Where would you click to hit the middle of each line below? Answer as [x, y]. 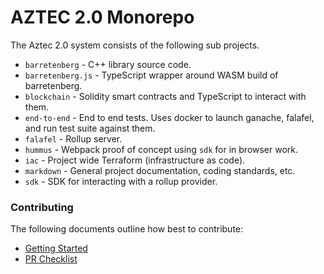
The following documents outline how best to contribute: [127, 229]
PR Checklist [51, 259]
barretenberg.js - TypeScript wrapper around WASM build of [151, 75]
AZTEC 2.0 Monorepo [102, 17]
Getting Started [56, 248]
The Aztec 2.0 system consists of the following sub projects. [135, 45]
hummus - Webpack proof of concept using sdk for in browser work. [161, 149]
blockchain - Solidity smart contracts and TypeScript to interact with [165, 96]
